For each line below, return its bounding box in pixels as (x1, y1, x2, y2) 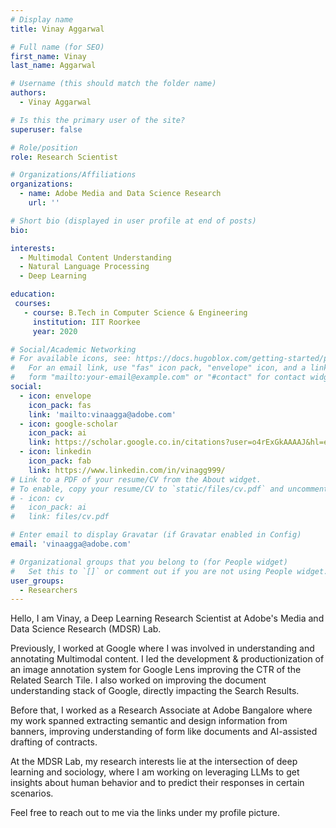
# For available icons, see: (10, 354, 132, 364)
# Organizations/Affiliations (10, 170, 137, 180)
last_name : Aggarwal (10, 61, 97, 71)
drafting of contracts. (10, 736, 98, 748)
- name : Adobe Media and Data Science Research (19, 189, 222, 199)
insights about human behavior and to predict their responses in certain (10, 777, 305, 789)
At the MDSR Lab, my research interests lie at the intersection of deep (10, 756, 298, 768)
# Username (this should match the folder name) (10, 79, 217, 89)
